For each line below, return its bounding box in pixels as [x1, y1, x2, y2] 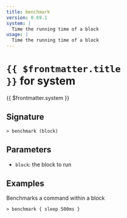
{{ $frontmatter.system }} [6, 94, 70, 101]
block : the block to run [15, 161, 72, 168]
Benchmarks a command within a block [6, 194, 105, 202]
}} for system [6, 74, 76, 88]
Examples [6, 178, 44, 189]
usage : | [6, 32, 29, 38]
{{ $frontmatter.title [6, 63, 121, 75]
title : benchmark [6, 9, 50, 15]
